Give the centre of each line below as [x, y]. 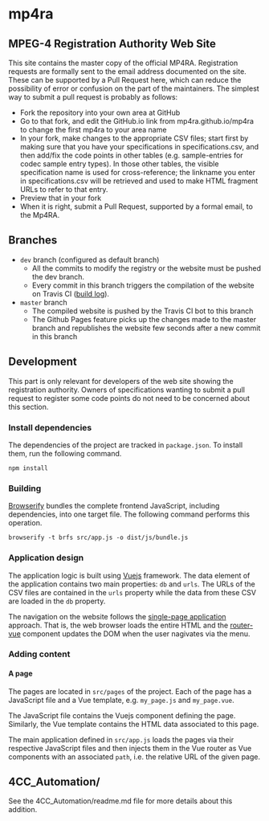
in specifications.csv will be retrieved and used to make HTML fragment [139, 181]
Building [25, 488]
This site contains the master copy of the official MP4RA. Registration [123, 63]
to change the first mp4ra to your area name [93, 130]
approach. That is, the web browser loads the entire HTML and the [118, 625]
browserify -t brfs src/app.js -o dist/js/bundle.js [98, 538]
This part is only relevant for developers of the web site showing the [121, 381]
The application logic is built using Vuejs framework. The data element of [129, 575]
